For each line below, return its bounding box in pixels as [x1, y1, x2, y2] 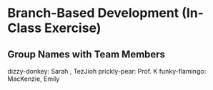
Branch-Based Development [7, 5, 179, 21]
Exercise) [44, 20, 101, 36]
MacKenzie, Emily [7, 74, 60, 83]
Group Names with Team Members [7, 48, 166, 60]
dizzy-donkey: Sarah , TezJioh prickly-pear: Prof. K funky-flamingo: [7, 67, 207, 75]
